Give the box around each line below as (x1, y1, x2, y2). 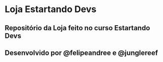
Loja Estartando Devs (5, 4, 97, 15)
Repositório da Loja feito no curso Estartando (5, 24, 150, 32)
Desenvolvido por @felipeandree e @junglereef (5, 48, 158, 57)
